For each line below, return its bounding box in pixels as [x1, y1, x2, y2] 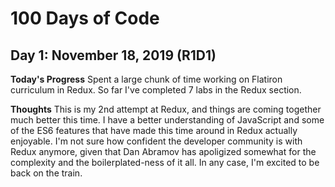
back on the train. [10, 167, 83, 179]
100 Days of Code [10, 7, 160, 30]
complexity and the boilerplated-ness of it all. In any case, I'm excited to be [10, 157, 320, 168]
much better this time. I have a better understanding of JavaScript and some [10, 114, 325, 126]
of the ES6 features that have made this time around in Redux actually [10, 125, 298, 136]
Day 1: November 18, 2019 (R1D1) [10, 47, 217, 64]
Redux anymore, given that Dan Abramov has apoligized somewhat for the [10, 146, 317, 157]
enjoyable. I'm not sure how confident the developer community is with [10, 135, 303, 147]
